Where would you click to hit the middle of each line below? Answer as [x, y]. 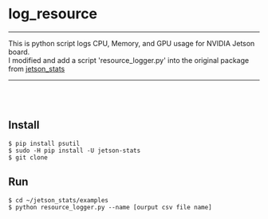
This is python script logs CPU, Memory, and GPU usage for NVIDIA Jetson [132, 43]
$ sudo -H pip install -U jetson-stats [75, 151]
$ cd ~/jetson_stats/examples [59, 200]
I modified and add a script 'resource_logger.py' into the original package [129, 60]
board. [19, 52]
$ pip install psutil [44, 143]
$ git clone [28, 157]
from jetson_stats [37, 68]
